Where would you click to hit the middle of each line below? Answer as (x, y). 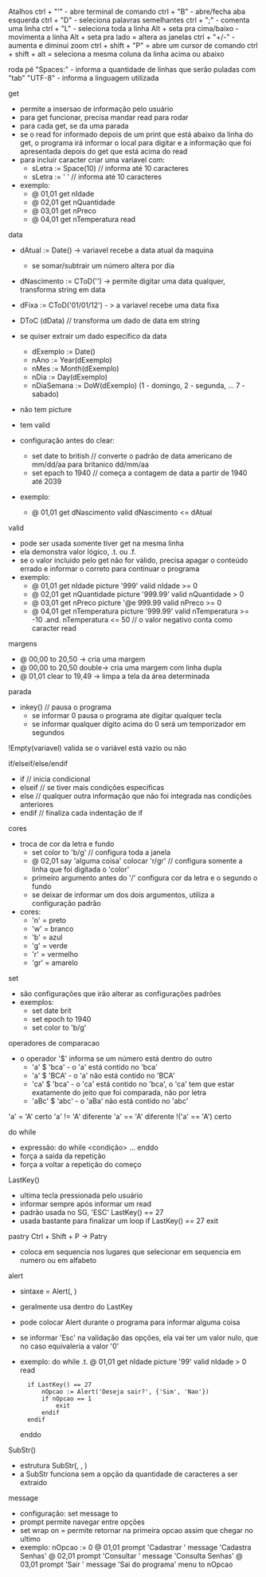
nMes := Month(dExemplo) (75, 368)
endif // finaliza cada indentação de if (81, 813)
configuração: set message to (69, 1513)
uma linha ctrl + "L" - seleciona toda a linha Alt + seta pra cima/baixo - (123, 28)
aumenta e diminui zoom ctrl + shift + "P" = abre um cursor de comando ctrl (133, 46)
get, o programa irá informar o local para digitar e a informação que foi (136, 143)
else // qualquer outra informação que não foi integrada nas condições (136, 796)
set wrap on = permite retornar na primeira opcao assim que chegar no (136, 1530)
